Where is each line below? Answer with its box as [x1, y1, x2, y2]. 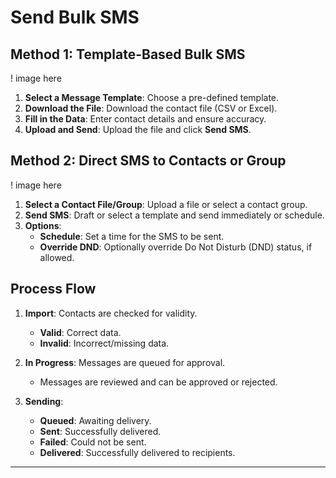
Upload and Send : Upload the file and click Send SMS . [24, 124, 252, 135]
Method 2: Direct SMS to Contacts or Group [10, 152, 287, 170]
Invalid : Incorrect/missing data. [39, 337, 170, 349]
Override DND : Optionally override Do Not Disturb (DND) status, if [39, 241, 313, 253]
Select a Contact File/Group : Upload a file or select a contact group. [24, 198, 308, 210]
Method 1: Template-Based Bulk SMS [10, 46, 246, 63]
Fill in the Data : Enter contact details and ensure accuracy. [24, 113, 267, 125]
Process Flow [10, 281, 97, 298]
